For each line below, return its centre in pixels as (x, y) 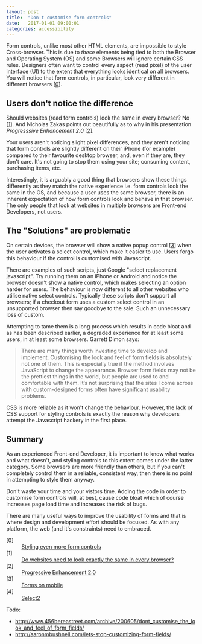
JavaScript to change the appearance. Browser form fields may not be (108, 370)
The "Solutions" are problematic (68, 231)
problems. (33, 395)
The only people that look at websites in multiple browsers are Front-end (96, 205)
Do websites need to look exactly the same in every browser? (98, 560)
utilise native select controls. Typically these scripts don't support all (91, 295)
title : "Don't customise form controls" (59, 18)
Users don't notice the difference (70, 103)
